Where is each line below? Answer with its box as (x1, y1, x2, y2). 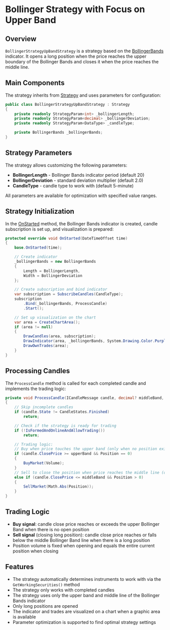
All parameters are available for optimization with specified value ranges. (5, 192, 157, 199)
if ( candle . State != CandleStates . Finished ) (14, 409, 110, 415)
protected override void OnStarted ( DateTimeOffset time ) (5, 235, 128, 241)
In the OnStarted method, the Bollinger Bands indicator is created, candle (5, 220, 158, 226)
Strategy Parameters (5, 148, 72, 158)
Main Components (5, 78, 65, 87)
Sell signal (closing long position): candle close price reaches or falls (12, 532, 157, 538)
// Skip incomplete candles (14, 405, 73, 410)
